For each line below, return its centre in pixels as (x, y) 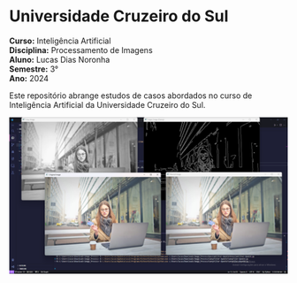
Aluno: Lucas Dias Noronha (60, 59)
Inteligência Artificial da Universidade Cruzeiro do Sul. (107, 104)
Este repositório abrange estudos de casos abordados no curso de (131, 96)
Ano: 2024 (29, 78)
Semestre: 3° (34, 69)
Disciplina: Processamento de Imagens (81, 50)
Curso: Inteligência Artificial (60, 41)
